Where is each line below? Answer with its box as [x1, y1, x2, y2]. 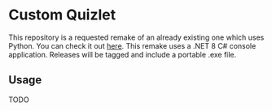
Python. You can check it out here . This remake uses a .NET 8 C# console [8, 41, 257, 50]
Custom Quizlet [8, 6, 116, 24]
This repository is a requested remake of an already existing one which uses [8, 32, 265, 42]
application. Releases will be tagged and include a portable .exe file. [8, 49, 237, 59]
